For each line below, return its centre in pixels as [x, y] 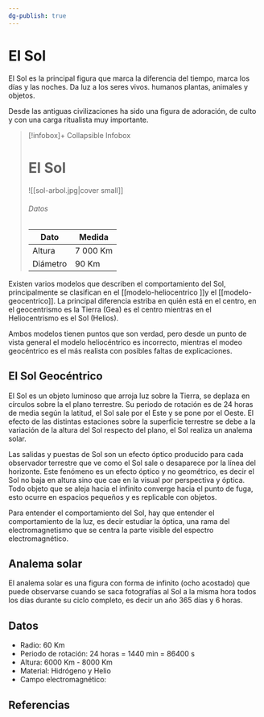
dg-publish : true [37, 16]
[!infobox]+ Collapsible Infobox [79, 135]
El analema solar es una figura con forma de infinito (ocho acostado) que [129, 583]
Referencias [39, 704]
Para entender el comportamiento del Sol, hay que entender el [111, 513]
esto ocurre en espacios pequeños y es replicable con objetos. [113, 497]
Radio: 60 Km [43, 645]
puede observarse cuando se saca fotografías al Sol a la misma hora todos [132, 592]
